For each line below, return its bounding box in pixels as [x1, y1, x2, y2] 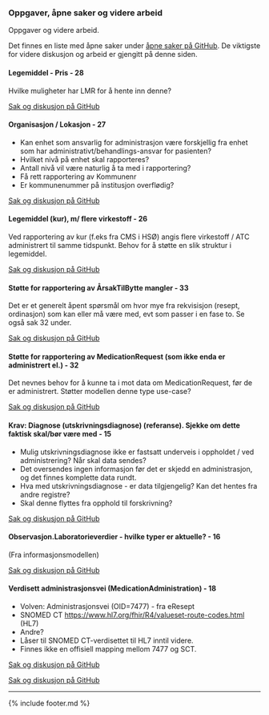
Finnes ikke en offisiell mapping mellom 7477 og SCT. [19, 644, 197, 653]
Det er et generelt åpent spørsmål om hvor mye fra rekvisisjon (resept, [8, 301, 240, 311]
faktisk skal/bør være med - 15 [8, 429, 112, 438]
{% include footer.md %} [8, 698, 90, 708]
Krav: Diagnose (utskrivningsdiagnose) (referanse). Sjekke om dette [8, 420, 240, 430]
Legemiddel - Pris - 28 [8, 67, 84, 77]
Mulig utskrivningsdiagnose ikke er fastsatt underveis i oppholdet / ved [19, 447, 255, 457]
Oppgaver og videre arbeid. [8, 26, 100, 35]
